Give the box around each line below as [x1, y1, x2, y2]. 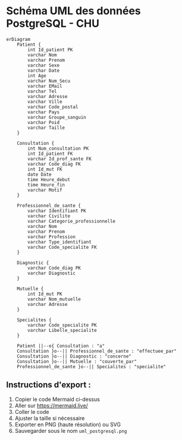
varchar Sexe [27, 62, 60, 68]
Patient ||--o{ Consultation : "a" [17, 343, 105, 349]
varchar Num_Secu [27, 78, 70, 84]
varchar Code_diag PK [27, 265, 81, 271]
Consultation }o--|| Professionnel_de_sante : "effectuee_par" [17, 348, 177, 354]
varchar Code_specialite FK [27, 244, 97, 250]
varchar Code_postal [27, 104, 79, 110]
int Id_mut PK [27, 291, 62, 297]
